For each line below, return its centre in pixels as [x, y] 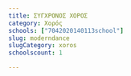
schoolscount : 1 [35, 53]
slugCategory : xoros [43, 46]
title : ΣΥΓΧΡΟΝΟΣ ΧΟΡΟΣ [48, 16]
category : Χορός [35, 23]
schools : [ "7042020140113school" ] [66, 30]
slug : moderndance [39, 38]
